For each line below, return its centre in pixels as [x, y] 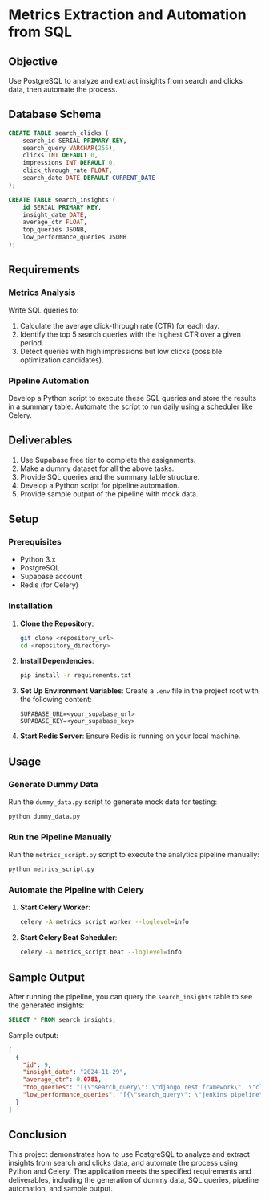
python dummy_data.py [44, 817]
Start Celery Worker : [55, 907]
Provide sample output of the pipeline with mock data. [109, 494]
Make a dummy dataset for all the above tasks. [97, 468]
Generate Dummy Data [53, 784]
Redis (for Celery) [49, 585]
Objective [33, 61]
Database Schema [55, 114]
